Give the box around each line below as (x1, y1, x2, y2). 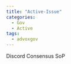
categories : (6, 14, 35, 20)
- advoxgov (11, 36, 38, 42)
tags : (6, 31, 20, 37)
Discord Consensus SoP (6, 53, 65, 59)
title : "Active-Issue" (6, 8, 62, 15)
